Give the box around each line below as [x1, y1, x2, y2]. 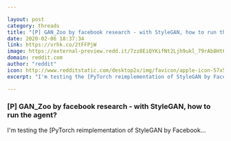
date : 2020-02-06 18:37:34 [7, 35, 85, 42]
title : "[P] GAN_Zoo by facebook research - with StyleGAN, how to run [7, 29, 217, 36]
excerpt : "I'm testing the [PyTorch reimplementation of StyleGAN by [7, 73, 211, 80]
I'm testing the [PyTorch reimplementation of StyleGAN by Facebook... [7, 126, 206, 134]
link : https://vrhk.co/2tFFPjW [7, 42, 97, 49]
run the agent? [7, 110, 57, 120]
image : [7, 48, 26, 55]
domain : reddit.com [7, 54, 63, 62]
